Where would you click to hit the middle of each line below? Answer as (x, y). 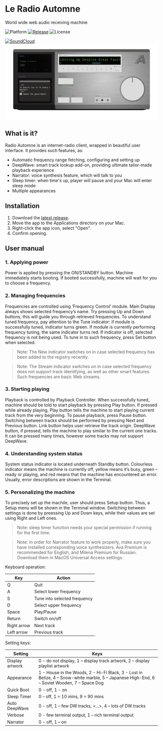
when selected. (20, 342)
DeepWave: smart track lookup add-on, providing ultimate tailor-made (82, 165)
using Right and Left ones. (31, 518)
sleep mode (24, 185)
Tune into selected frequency (64, 598)
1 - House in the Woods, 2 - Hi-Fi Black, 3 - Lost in (91, 673)
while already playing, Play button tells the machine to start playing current (80, 410)
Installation (22, 206)
